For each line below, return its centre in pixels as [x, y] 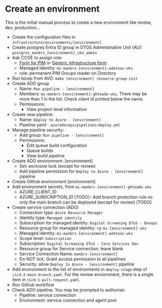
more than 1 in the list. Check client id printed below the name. [81, 99]
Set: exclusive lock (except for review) [57, 166]
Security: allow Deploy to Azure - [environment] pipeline [77, 264]
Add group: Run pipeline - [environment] [62, 135]
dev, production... [23, 27]
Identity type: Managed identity [50, 218]
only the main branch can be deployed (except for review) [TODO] [85, 202]
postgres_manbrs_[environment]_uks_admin [54, 53]
